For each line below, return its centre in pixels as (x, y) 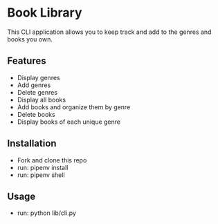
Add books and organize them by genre (74, 107)
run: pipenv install (43, 167)
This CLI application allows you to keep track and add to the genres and (109, 32)
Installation (32, 143)
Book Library (45, 13)
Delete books (36, 114)
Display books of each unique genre (69, 122)
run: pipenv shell (41, 175)
